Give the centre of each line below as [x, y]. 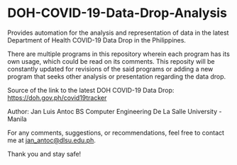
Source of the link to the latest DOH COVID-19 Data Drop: [91, 90]
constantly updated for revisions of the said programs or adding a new [110, 69]
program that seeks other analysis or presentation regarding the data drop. [117, 76]
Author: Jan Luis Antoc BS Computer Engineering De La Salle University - [115, 111]
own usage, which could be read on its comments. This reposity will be [111, 61]
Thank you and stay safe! [44, 154]
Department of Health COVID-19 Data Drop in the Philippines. [97, 40]
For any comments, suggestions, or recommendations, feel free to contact [116, 132]
